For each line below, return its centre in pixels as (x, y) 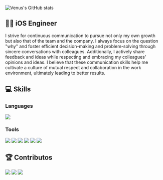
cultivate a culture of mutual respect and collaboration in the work (73, 67)
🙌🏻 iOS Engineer (31, 23)
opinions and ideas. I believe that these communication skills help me (77, 62)
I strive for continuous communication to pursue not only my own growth (80, 36)
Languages (19, 106)
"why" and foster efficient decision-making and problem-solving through (80, 46)
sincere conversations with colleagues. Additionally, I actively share (75, 51)
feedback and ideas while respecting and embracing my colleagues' (76, 57)
